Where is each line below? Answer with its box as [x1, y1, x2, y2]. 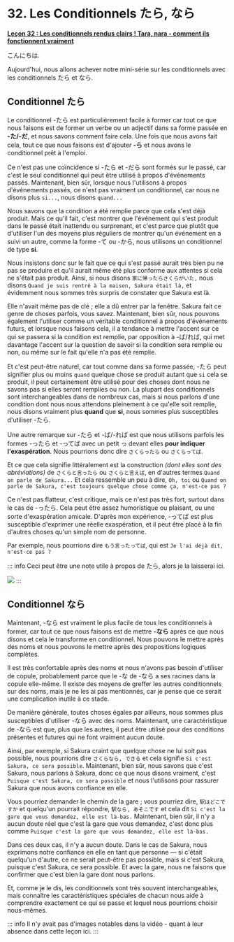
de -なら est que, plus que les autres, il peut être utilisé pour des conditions [7, 725, 225, 734]
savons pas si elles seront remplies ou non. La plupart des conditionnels [7, 385, 215, 393]
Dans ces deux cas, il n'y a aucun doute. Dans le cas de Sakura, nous [7, 840, 207, 849]
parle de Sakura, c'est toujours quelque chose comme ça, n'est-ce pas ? [7, 483, 227, 490]
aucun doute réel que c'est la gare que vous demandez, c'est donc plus [7, 819, 214, 828]
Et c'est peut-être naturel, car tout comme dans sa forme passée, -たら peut [7, 362, 227, 371]
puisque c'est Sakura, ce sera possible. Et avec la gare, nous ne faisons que [7, 862, 226, 871]
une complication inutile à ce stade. [7, 694, 110, 703]
